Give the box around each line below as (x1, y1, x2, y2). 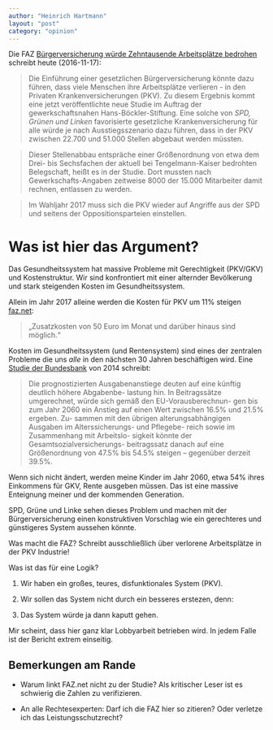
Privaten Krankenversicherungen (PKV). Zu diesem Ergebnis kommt (28, 91, 256, 101)
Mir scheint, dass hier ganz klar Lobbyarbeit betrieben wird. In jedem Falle (8, 626, 257, 636)
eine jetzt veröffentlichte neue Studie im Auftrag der (28, 99, 202, 110)
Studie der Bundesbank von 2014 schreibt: (8, 363, 151, 373)
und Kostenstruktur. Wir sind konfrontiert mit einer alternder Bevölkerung (8, 273, 253, 283)
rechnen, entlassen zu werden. (28, 185, 132, 194)
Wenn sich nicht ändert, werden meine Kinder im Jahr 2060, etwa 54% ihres (8, 472, 265, 482)
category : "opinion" (8, 27, 79, 35)
